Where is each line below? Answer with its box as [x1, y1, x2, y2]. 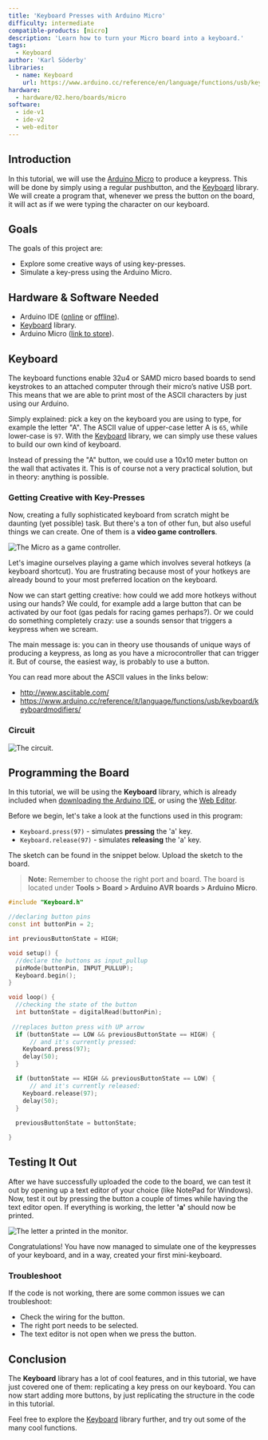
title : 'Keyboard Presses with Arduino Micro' [8, 11, 166, 20]
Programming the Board [8, 766, 130, 780]
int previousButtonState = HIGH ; [8, 935, 120, 943]
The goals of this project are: [8, 244, 104, 253]
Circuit [8, 724, 36, 736]
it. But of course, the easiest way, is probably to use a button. [8, 657, 210, 667]
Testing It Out [8, 1156, 77, 1169]
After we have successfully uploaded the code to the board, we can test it [8, 1176, 251, 1186]
